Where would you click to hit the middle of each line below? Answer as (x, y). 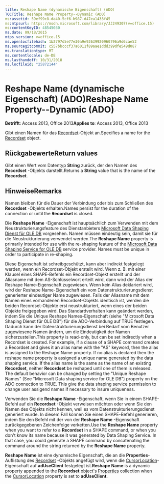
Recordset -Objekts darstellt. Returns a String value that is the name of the (80, 171)
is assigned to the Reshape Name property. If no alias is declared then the (80, 352)
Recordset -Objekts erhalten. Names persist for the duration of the (72, 208)
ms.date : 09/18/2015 (26, 32)
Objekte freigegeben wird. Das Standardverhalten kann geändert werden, (79, 311)
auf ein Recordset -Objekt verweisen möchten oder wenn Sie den (85, 404)
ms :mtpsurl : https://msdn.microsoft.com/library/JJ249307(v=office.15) (80, 23)
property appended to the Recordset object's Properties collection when (79, 471)
